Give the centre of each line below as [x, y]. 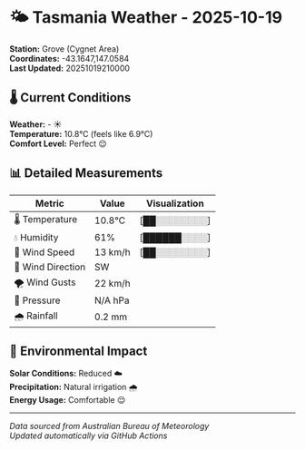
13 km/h [112, 252]
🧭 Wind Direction [50, 267]
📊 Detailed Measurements [86, 173]
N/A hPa [112, 300]
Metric [50, 203]
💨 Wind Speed [44, 252]
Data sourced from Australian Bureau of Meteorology [109, 426]
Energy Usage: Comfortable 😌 [68, 400]
